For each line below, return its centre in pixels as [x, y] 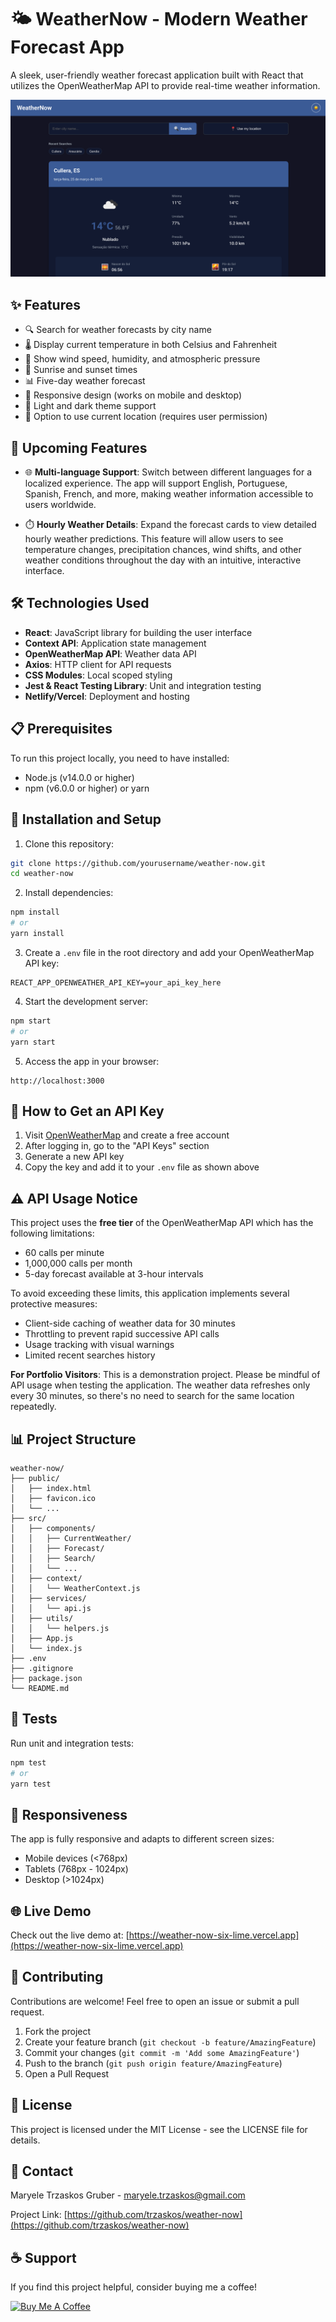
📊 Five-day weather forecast [85, 381]
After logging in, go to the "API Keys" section [117, 1146]
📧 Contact [42, 2171]
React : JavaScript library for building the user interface [138, 632]
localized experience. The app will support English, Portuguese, [156, 483]
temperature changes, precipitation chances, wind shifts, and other [163, 550]
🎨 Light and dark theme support [90, 406]
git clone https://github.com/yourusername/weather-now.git [138, 863]
